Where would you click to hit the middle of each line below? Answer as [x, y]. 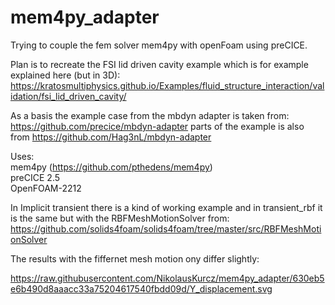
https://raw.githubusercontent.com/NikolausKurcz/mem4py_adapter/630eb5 [167, 278]
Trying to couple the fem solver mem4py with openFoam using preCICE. [159, 45]
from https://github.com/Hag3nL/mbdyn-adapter [111, 137]
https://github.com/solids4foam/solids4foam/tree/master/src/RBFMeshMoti [166, 228]
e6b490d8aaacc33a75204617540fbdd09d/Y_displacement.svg [141, 288]
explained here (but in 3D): [65, 75]
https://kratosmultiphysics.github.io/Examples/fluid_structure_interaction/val [167, 85]
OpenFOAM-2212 [46, 188]
